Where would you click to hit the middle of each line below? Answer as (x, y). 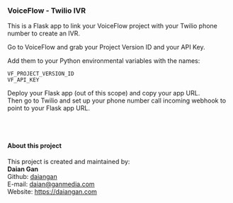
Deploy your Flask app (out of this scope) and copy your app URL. (104, 93)
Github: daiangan (33, 176)
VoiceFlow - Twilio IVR (47, 11)
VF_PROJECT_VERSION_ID (41, 74)
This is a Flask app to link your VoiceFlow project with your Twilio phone (113, 26)
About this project (35, 145)
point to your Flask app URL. (49, 108)
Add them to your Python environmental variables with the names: (104, 61)
